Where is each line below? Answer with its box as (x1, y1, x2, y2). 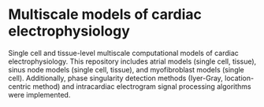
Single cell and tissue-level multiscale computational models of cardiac (8, 48, 239, 57)
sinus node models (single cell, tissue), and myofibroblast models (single (8, 65, 244, 74)
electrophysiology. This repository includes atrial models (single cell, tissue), (8, 57, 257, 66)
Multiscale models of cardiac (8, 6, 203, 24)
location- (224, 73, 255, 83)
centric (8, 81, 32, 91)
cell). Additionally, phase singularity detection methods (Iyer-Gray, (8, 73, 223, 83)
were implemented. (8, 90, 71, 99)
